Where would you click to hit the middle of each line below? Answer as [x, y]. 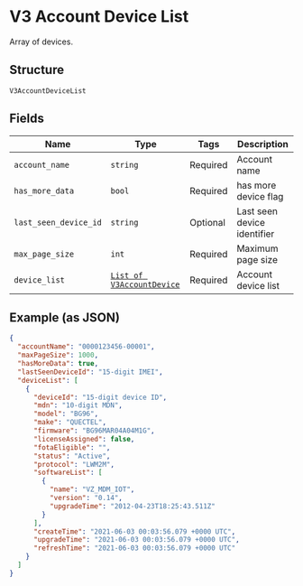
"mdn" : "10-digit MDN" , [78, 405]
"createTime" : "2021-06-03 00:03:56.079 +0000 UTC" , [134, 531]
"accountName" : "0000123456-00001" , [86, 347]
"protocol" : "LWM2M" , [74, 464]
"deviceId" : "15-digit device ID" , [100, 397]
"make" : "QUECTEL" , [69, 423]
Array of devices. [41, 42]
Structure [37, 70]
